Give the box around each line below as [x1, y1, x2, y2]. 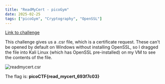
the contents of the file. [5, 55, 53, 61]
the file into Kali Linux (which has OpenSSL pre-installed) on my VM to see [5, 49, 156, 55]
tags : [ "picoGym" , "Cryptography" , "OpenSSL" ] [5, 16, 102, 21]
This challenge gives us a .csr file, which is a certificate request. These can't [5, 39, 161, 45]
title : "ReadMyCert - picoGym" [5, 7, 69, 12]
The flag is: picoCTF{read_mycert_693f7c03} [5, 74, 100, 80]
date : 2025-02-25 [5, 12, 41, 17]
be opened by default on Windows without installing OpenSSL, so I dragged [5, 44, 159, 50]
